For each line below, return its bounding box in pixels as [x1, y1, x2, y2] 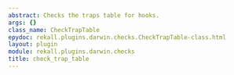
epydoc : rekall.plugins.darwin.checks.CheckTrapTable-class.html [8, 33, 226, 41]
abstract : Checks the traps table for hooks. [8, 11, 159, 20]
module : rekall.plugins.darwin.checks [8, 48, 135, 55]
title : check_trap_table [8, 55, 90, 63]
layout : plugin [8, 41, 58, 48]
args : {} [8, 19, 37, 27]
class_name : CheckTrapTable [8, 26, 101, 34]
